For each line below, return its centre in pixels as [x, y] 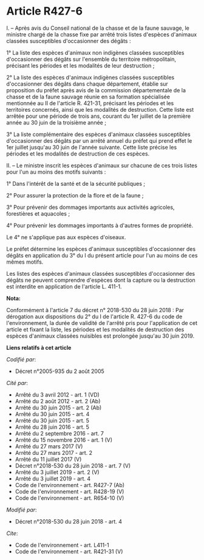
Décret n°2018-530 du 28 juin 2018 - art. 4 [69, 521]
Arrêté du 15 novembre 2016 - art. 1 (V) [64, 440]
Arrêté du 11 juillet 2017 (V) [48, 459]
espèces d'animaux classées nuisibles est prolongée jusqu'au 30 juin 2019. [100, 336]
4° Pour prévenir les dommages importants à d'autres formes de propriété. [100, 225]
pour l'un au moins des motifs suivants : [56, 172]
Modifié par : [22, 510]
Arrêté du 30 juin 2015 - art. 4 [52, 414]
